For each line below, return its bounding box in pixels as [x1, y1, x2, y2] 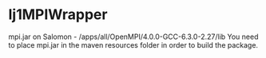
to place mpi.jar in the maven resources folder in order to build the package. [8, 40, 258, 49]
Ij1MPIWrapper [8, 6, 108, 24]
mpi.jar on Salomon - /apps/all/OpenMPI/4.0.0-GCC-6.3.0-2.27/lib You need [8, 32, 259, 41]
